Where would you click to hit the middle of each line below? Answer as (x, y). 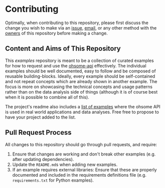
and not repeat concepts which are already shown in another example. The (81, 81)
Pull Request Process (38, 133)
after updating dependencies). (43, 159)
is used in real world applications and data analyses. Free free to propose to (82, 112)
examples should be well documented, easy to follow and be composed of (81, 71)
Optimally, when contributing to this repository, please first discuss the (77, 23)
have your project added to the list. (41, 117)
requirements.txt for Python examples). (53, 180)
